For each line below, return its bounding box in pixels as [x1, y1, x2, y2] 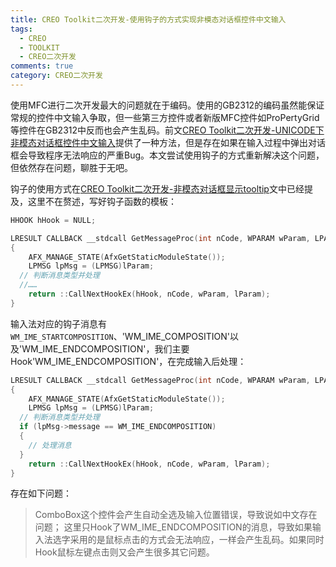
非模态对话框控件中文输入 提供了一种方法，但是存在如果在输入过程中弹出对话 [10, 136, 326, 148]
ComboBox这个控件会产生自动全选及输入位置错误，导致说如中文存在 [34, 509, 318, 521]
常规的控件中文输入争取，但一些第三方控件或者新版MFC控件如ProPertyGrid [10, 111, 320, 123]
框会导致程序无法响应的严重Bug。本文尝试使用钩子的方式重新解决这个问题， [10, 149, 325, 161]
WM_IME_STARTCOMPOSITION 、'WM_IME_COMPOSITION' [10, 330, 231, 342]
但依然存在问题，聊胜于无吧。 [10, 161, 133, 173]
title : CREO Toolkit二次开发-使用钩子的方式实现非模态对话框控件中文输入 [10, 14, 287, 25]
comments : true [10, 61, 74, 71]
